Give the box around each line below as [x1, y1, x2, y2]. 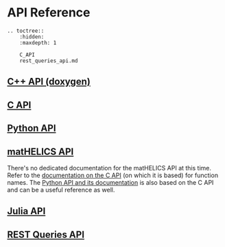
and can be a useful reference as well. [7, 185, 115, 194]
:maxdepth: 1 [19, 39, 57, 46]
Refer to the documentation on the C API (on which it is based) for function [7, 171, 218, 179]
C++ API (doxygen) [7, 76, 91, 88]
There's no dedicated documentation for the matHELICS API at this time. [7, 164, 211, 172]
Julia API [7, 205, 46, 217]
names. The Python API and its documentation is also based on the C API [7, 178, 214, 186]
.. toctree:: [7, 27, 45, 34]
